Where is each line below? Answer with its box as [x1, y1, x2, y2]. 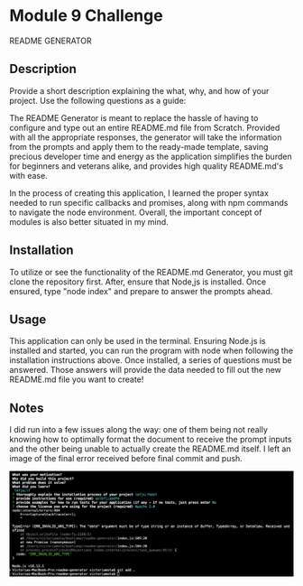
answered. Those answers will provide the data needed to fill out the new [9, 365, 282, 376]
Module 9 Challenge [9, 5, 164, 26]
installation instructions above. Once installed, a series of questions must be [9, 355, 293, 366]
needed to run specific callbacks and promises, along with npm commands [9, 197, 289, 208]
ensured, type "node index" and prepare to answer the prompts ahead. [9, 285, 273, 296]
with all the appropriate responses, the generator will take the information [9, 132, 282, 143]
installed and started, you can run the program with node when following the [9, 345, 294, 357]
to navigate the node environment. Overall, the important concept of [9, 207, 262, 218]
